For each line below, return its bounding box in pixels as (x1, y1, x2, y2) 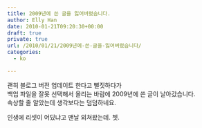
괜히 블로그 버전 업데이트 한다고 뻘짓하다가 (7, 81, 122, 89)
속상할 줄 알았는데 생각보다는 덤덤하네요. (7, 98, 116, 107)
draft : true (7, 29, 42, 37)
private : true (7, 36, 48, 43)
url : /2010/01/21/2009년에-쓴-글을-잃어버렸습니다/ (7, 42, 142, 49)
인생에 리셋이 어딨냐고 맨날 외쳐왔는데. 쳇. (7, 113, 120, 121)
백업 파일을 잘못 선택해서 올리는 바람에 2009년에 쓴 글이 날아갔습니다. (7, 89, 196, 98)
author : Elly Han (7, 17, 57, 24)
